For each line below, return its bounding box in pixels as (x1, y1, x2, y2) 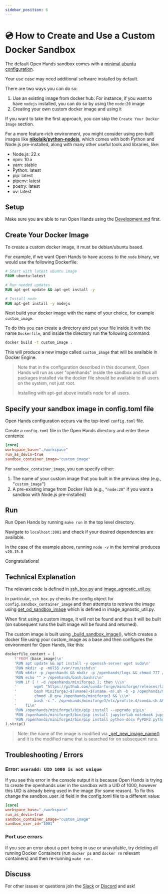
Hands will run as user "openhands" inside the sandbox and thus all (17, 369, 157, 375)
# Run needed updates (5, 282, 50, 288)
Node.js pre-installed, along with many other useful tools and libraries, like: (5, 141, 159, 147)
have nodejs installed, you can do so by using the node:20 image (12, 100, 145, 106)
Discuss (5, 870, 31, 878)
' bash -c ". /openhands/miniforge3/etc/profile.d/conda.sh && (14, 698, 164, 703)
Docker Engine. (5, 354, 37, 360)
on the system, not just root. (17, 380, 76, 387)
